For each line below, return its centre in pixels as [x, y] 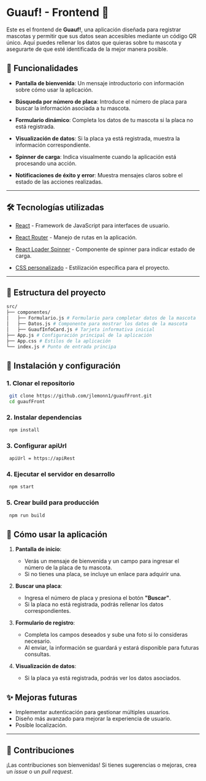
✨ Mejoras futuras [42, 697]
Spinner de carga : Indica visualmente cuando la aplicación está [96, 156]
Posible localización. [41, 725]
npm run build [27, 515]
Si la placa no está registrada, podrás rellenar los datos [94, 604]
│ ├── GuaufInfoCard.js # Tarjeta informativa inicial [81, 329]
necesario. [38, 641]
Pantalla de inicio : [38, 549]
